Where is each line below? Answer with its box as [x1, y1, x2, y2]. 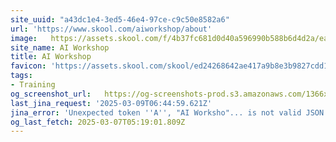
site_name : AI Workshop [10, 42, 110, 53]
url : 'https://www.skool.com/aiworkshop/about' [10, 24, 213, 34]
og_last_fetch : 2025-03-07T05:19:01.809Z [10, 117, 186, 127]
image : [10, 33, 38, 43]
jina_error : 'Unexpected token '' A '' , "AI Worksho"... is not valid [10, 107, 302, 118]
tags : [10, 71, 33, 81]
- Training [10, 80, 56, 90]
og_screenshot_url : [10, 89, 92, 99]
